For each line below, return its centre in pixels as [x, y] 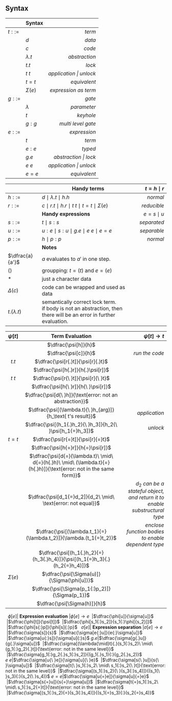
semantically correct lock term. [79, 302]
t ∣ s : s [50, 222]
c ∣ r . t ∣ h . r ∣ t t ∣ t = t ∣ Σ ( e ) [75, 205]
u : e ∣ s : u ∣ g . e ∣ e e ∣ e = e [77, 230]
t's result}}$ [82, 416]
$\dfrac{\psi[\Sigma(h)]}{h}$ [71, 604]
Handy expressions [66, 214]
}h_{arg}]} [103, 409]
